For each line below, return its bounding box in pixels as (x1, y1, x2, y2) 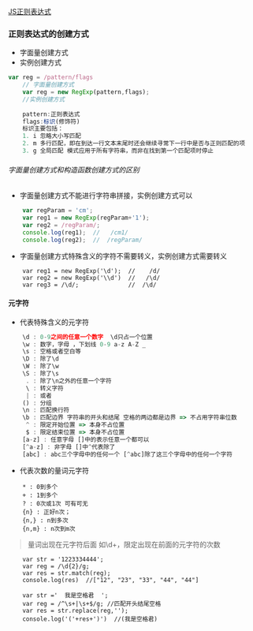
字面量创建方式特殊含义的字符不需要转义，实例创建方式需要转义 (19, 251, 227, 260)
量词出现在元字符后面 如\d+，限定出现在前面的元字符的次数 (27, 540, 221, 549)
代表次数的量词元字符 (19, 465, 89, 475)
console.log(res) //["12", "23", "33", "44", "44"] (22, 576, 199, 584)
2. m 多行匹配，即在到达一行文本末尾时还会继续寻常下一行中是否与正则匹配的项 (22, 140, 246, 147)
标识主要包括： (22, 125, 64, 133)
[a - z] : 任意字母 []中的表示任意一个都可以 (22, 435, 150, 443)
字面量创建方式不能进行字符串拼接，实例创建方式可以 (19, 191, 193, 200)
